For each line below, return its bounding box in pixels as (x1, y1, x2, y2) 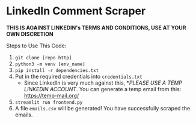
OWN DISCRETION (6, 30, 54, 37)
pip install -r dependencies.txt (14, 67, 99, 73)
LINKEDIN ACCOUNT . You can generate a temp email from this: (23, 85, 182, 92)
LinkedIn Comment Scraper (6, 4, 146, 18)
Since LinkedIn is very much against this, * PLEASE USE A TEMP (23, 79, 182, 86)
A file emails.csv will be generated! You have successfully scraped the (14, 104, 191, 112)
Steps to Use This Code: (6, 42, 67, 49)
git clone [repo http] (14, 55, 72, 61)
